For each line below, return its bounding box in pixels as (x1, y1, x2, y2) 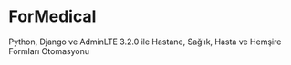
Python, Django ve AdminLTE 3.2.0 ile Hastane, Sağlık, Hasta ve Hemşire (8, 36, 282, 47)
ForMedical (8, 6, 97, 27)
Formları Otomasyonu (8, 45, 90, 56)
